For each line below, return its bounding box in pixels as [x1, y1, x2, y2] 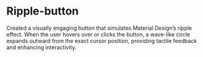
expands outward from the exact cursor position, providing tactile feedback [6, 37, 197, 44]
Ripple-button [6, 4, 79, 18]
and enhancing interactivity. [6, 44, 77, 51]
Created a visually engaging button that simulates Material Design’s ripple [6, 24, 192, 32]
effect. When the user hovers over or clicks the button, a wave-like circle [6, 30, 190, 38]
